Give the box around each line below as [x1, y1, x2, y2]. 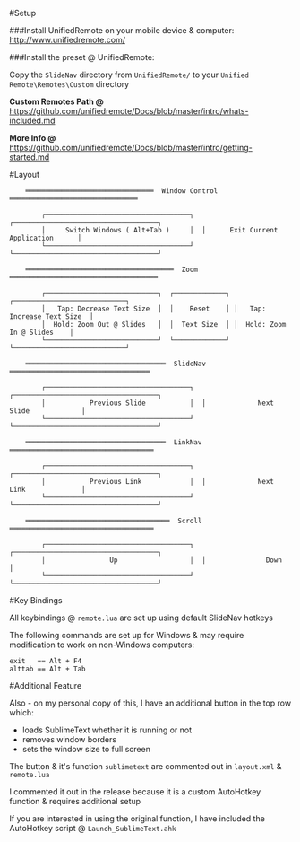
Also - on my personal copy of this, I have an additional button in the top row [9, 697, 292, 708]
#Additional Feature [9, 680, 82, 690]
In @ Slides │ [9, 328, 74, 337]
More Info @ [9, 133, 56, 143]
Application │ [9, 233, 82, 242]
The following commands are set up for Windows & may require [9, 630, 244, 640]
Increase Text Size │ [9, 312, 94, 321]
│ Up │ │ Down [41, 556, 282, 565]
